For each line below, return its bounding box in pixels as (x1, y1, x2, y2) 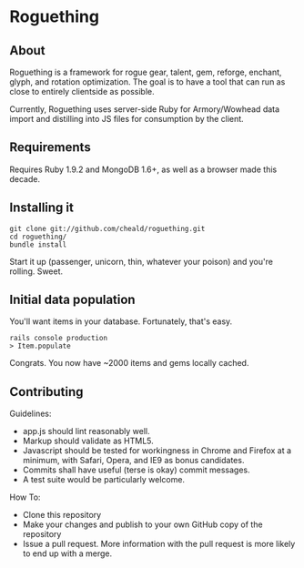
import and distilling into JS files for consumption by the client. (9, 114, 244, 124)
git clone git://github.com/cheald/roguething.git (9, 224, 206, 233)
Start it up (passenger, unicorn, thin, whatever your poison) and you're (9, 256, 273, 267)
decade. (9, 173, 41, 184)
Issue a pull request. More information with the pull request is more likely (22, 539, 296, 550)
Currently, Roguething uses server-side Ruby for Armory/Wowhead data (9, 104, 280, 115)
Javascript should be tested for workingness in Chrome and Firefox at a (22, 445, 292, 456)
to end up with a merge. (22, 548, 112, 559)
